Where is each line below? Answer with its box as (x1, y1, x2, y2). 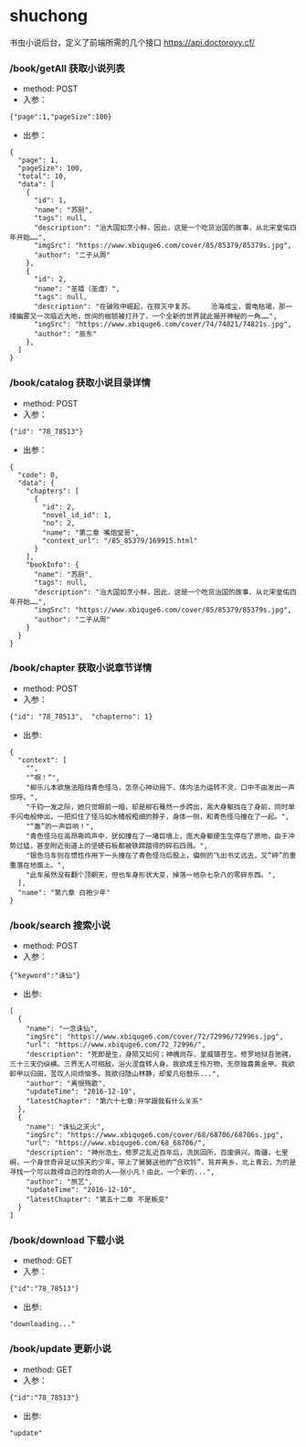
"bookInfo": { (26, 559, 79, 569)
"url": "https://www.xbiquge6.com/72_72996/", (26, 1040, 206, 1049)
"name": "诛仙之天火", (26, 1122, 105, 1132)
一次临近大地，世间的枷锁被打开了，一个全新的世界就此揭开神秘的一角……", (36, 312, 278, 321)
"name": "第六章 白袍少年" (17, 888, 111, 897)
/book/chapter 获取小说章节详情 (9, 662, 153, 675)
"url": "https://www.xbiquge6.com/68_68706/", (26, 1139, 206, 1148)
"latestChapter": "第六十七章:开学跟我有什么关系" (26, 1097, 204, 1106)
